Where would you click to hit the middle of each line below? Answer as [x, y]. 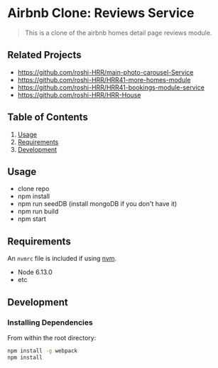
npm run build [38, 212]
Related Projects [44, 55]
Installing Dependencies [50, 323]
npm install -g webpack [43, 351]
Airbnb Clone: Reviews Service [101, 13]
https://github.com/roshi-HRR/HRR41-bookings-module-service [111, 87]
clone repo [33, 189]
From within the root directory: [52, 337]
